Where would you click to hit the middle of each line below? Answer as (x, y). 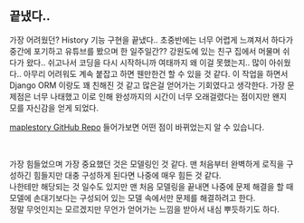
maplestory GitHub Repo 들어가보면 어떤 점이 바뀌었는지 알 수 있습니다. (137, 127)
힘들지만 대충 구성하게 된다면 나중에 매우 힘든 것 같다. (127, 175)
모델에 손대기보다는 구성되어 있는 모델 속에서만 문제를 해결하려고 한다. (133, 198)
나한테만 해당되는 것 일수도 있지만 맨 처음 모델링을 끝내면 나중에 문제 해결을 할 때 (152, 186)
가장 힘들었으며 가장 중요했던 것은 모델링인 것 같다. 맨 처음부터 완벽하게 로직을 (147, 164)
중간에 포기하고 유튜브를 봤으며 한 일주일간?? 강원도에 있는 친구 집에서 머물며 (145, 51)
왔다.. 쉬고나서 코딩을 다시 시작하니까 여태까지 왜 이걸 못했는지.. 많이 (146, 63)
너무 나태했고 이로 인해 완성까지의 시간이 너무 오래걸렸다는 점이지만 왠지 (160, 96)
